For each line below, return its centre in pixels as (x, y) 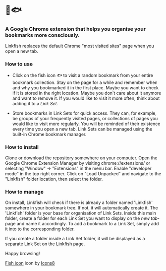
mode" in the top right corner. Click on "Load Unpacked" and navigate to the (83, 174)
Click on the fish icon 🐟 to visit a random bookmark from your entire (83, 75)
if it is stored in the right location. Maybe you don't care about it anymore (87, 93)
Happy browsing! (23, 254)
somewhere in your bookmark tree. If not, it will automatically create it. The (82, 208)
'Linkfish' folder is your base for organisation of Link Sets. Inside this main (81, 213)
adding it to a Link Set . (35, 103)
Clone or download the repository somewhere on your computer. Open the (81, 158)
